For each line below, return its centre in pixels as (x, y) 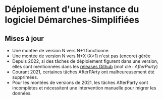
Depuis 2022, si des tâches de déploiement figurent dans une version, (85, 61)
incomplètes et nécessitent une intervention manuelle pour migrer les (84, 88)
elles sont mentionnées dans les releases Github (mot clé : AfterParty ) (85, 67)
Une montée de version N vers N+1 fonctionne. (61, 51)
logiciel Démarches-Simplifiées (72, 20)
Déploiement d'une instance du (72, 9)
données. (22, 93)
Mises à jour (24, 38)
